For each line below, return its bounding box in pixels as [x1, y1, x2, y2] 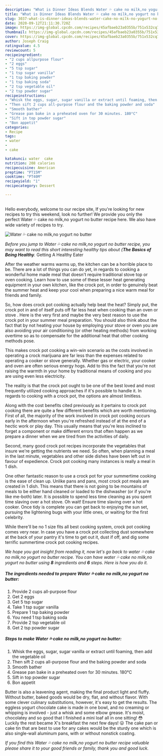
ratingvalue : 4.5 [5, 43, 40, 48]
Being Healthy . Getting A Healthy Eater [5, 252, 84, 258]
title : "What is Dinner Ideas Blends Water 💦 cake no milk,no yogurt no [5, 12, 155, 17]
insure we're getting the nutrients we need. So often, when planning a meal [5, 448, 155, 454]
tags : [5, 134, 16, 139]
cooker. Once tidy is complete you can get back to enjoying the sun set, [5, 504, 148, 510]
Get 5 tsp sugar [12, 599, 43, 605]
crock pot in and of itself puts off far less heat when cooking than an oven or [5, 307, 158, 313]
